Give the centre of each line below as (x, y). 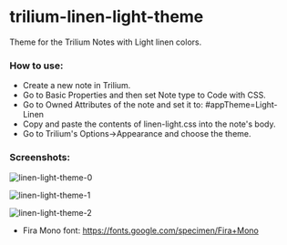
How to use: (36, 66)
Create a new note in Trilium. (77, 86)
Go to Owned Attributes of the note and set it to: (113, 105)
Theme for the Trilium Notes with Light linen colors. (106, 42)
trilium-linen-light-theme (107, 17)
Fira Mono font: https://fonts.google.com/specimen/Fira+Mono (141, 230)
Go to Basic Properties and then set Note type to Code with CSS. (144, 95)
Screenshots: (40, 158)
